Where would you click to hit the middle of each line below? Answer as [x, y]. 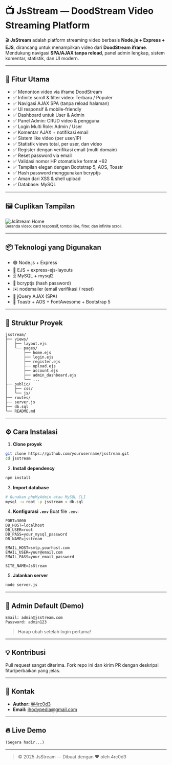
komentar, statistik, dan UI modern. [42, 58]
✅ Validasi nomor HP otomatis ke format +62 [60, 161]
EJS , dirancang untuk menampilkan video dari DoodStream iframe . [76, 47]
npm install [18, 477]
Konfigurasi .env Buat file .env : [46, 511]
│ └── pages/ [21, 348]
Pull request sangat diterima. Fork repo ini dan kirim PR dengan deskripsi [82, 665]
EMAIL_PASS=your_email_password [40, 557]
